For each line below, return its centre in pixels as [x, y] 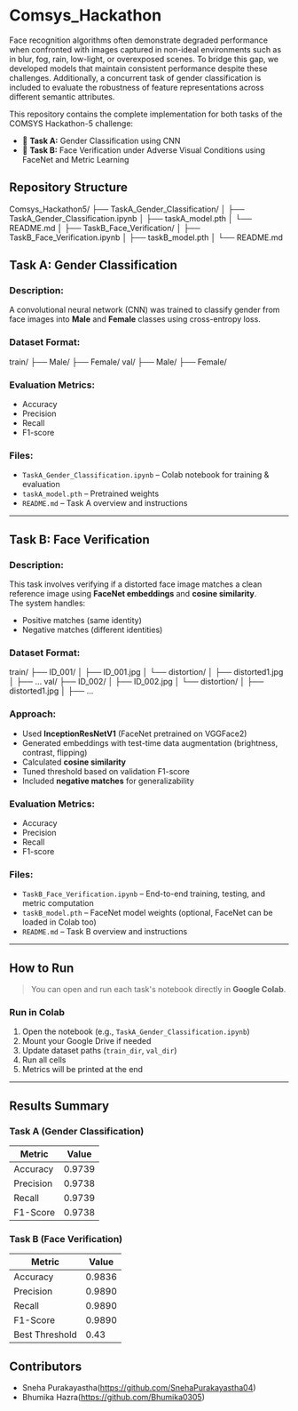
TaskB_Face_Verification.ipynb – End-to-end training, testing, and [144, 894]
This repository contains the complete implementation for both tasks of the [146, 114]
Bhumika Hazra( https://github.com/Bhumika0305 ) [114, 1398]
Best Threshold [45, 1335]
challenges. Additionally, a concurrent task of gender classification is [135, 77]
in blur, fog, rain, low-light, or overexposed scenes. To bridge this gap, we [144, 59]
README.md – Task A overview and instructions [105, 503]
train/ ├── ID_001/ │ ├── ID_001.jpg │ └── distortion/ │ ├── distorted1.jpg [146, 672]
